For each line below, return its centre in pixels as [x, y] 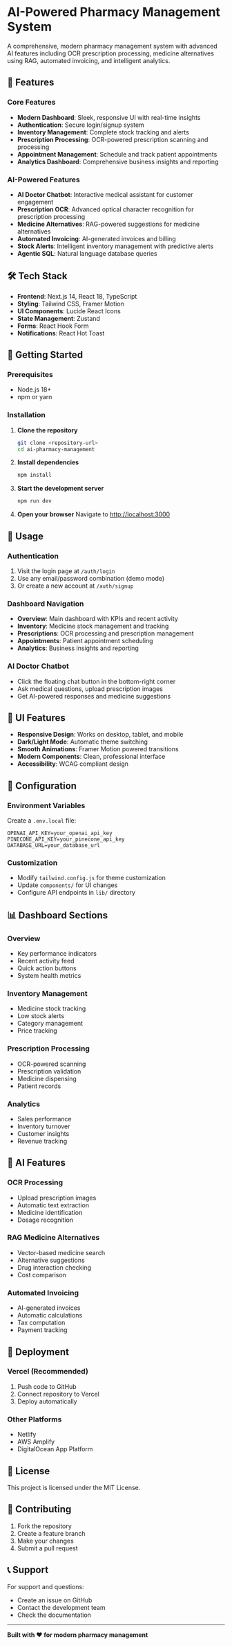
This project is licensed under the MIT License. [74, 1487]
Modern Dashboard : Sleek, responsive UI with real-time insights [109, 117]
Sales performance [44, 1119]
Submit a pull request [47, 1548]
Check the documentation [54, 1615]
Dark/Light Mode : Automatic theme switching [83, 742]
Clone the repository [47, 430]
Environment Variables [46, 805]
